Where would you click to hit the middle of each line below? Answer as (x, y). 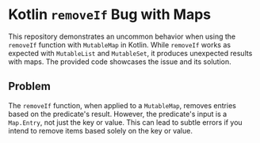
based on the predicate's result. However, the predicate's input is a (118, 114)
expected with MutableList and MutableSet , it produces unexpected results (130, 53)
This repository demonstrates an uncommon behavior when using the (122, 36)
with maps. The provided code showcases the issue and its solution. (120, 62)
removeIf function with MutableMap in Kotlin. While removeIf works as (120, 44)
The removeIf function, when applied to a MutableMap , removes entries (122, 105)
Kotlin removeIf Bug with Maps (110, 15)
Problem (30, 87)
